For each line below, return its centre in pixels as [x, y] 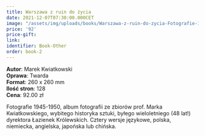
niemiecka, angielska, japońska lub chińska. [62, 126]
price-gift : [21, 35]
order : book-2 [24, 52]
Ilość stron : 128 [26, 88]
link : [13, 40]
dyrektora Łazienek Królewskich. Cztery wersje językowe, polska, [89, 120]
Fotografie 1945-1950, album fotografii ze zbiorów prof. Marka [85, 107]
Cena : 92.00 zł [25, 95]
